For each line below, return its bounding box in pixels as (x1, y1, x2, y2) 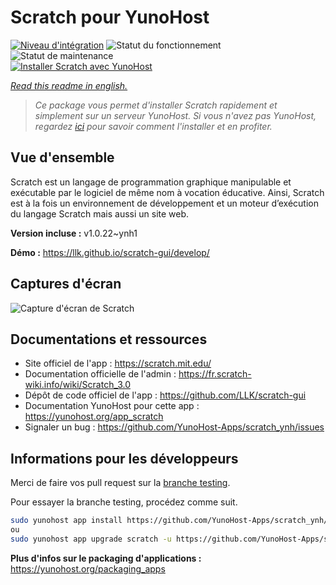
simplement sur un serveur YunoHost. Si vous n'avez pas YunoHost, (34, 109, 317, 121)
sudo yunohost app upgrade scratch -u (10, 534, 172, 544)
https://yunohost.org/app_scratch (24, 411, 164, 423)
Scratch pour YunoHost (10, 6, 210, 29)
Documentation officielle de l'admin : (24, 368, 177, 380)
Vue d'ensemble (10, 149, 115, 166)
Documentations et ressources (10, 331, 208, 348)
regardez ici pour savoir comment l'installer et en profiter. (34, 120, 273, 132)
